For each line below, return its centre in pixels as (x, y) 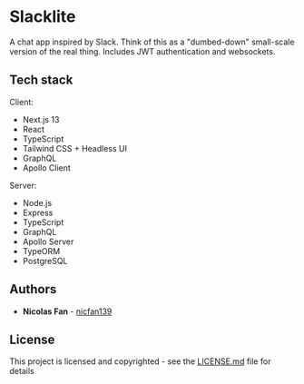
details (22, 371)
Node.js (37, 202)
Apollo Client (46, 167)
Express (38, 212)
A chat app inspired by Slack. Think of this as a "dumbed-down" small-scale (152, 42)
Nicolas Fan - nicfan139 (67, 311)
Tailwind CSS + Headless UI (74, 148)
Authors (33, 289)
